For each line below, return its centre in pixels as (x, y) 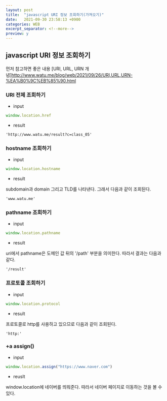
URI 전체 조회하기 (26, 95)
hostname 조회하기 (29, 148)
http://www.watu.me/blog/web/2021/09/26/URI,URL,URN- (72, 75)
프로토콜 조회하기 (26, 283)
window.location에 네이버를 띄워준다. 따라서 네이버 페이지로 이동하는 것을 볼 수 (84, 387)
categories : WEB (23, 24)
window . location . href (29, 116)
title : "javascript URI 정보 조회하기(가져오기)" (55, 15)
